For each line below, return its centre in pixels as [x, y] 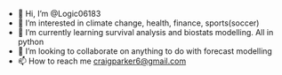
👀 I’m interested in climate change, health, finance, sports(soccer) [138, 23]
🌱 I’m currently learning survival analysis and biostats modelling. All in [145, 32]
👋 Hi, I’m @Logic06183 [59, 14]
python [31, 41]
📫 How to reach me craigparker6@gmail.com [102, 61]
